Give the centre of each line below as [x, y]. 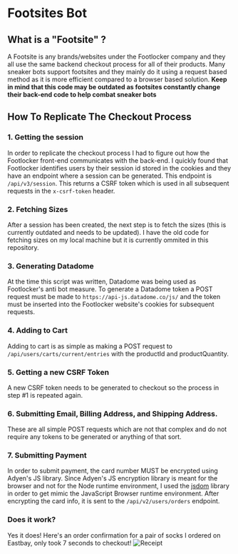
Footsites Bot [47, 13]
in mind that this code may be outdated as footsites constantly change [114, 87]
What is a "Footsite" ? [57, 40]
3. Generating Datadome [51, 266]
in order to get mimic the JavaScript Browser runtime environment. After [113, 493]
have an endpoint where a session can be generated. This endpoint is [110, 176]
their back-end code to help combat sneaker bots [82, 95]
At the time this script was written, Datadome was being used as [102, 282]
